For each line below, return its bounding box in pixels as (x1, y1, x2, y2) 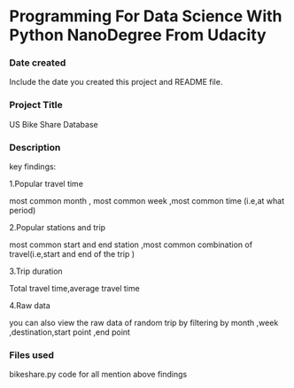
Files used (9, 349, 55, 361)
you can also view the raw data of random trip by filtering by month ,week (9, 317, 279, 329)
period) (9, 206, 36, 216)
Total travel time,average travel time (9, 283, 140, 294)
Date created (9, 57, 66, 69)
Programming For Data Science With (9, 6, 282, 27)
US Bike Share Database (9, 119, 99, 129)
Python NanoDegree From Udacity (9, 25, 267, 45)
